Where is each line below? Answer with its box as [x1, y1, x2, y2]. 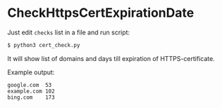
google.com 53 [7, 81, 52, 88]
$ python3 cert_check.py [7, 41, 80, 48]
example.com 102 [7, 88, 55, 95]
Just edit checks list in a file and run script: [7, 28, 130, 36]
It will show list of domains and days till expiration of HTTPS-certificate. [7, 54, 215, 62]
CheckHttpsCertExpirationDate [7, 5, 195, 21]
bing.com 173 [7, 93, 55, 101]
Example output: [7, 68, 55, 76]
